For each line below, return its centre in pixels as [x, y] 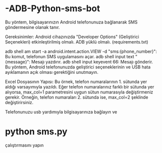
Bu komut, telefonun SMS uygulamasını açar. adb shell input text [70, 56]
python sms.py [36, 132]
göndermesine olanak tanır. [32, 27]
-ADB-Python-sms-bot [52, 9]
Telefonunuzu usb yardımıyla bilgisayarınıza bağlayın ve [61, 112]
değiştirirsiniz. [19, 102]
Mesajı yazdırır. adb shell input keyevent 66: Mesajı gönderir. [92, 62]
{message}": [18, 62]
